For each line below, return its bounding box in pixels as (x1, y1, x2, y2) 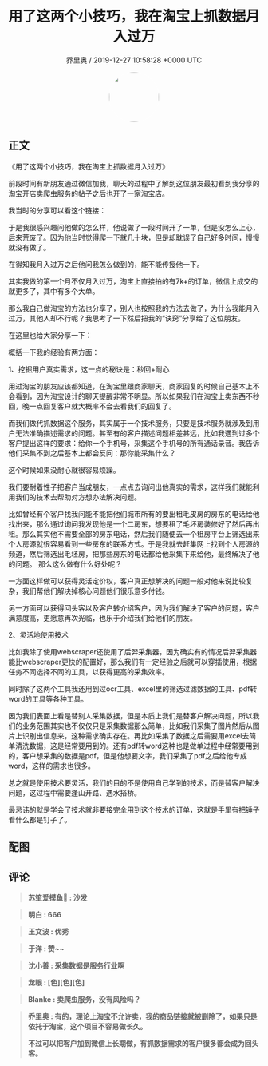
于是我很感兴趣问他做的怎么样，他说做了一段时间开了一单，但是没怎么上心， (8, 222, 260, 232)
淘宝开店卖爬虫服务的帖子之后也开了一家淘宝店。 (8, 189, 169, 198)
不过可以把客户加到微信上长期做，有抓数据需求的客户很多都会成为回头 (27, 1038, 259, 1048)
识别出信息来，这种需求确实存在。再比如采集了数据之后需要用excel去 (22, 730, 250, 740)
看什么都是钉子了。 (8, 814, 72, 824)
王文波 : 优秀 (27, 926, 69, 936)
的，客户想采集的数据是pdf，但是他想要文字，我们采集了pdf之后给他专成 (8, 750, 247, 760)
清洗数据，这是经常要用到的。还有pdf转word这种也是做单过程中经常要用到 (14, 741, 260, 750)
